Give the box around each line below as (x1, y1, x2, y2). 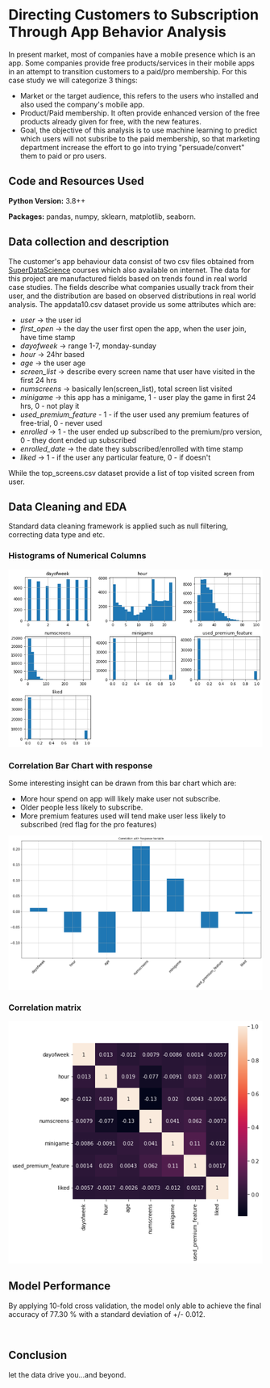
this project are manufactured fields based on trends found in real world (8, 273, 247, 284)
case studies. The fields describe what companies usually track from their (8, 282, 255, 292)
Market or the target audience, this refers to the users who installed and (19, 90, 260, 100)
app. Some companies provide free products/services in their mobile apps (8, 58, 255, 68)
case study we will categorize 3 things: (8, 75, 139, 85)
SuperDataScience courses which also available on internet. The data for (8, 265, 251, 275)
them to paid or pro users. (19, 151, 107, 161)
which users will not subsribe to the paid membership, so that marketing (19, 133, 260, 143)
